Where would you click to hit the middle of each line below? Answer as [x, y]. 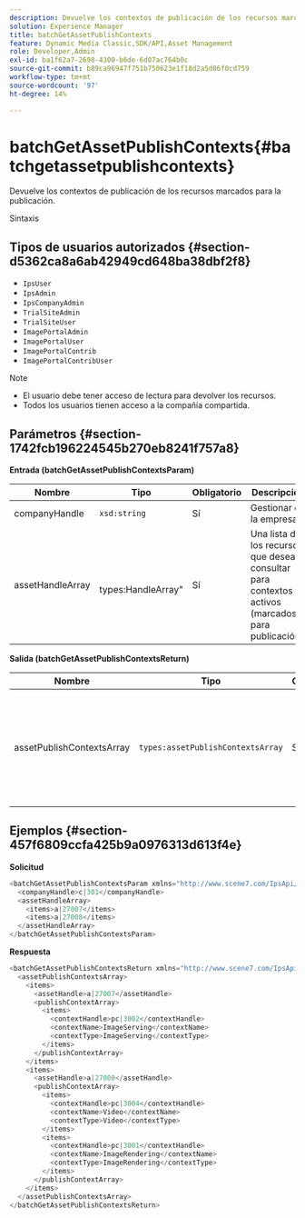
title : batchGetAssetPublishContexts [81, 35]
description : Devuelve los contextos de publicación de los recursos [144, 18]
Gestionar [271, 508]
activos [266, 603]
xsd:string [123, 514]
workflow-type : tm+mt [50, 77]
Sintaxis [24, 218]
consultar [271, 568]
